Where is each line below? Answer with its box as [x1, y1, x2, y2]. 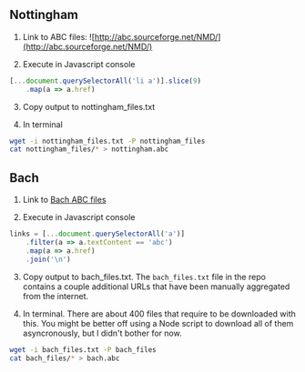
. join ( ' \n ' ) [25, 255, 71, 264]
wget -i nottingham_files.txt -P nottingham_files [9, 136, 206, 146]
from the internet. [22, 290, 89, 301]
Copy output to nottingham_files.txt [22, 101, 156, 112]
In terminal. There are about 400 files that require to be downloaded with [22, 308, 296, 319]
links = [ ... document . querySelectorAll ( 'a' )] [9, 229, 185, 239]
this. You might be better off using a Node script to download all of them [22, 317, 294, 328]
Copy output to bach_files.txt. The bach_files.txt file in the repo [22, 271, 267, 282]
